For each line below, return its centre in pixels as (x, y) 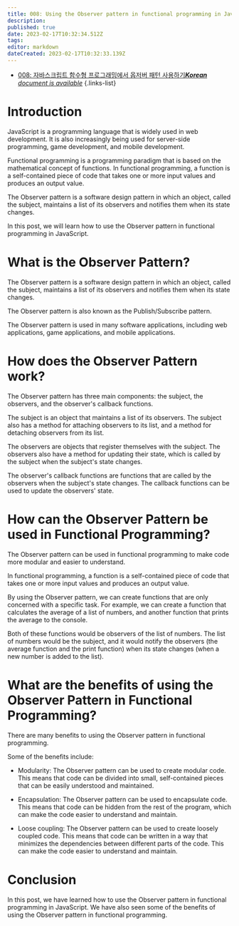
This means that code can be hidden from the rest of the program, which (124, 807)
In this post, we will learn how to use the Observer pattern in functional (111, 226)
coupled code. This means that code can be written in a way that (113, 835)
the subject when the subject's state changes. (75, 461)
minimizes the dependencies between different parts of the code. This (121, 843)
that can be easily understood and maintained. (86, 786)
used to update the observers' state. (60, 490)
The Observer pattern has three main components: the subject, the (105, 396)
